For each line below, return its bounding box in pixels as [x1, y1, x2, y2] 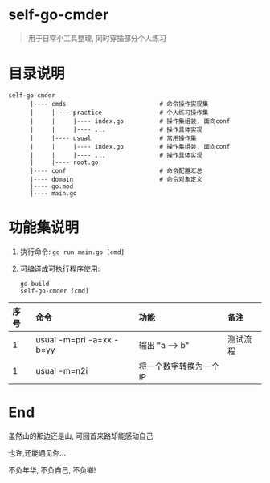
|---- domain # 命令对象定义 [29, 175, 203, 183]
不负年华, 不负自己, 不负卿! [8, 465, 96, 475]
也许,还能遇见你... [8, 448, 67, 457]
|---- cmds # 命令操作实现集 [29, 100, 209, 108]
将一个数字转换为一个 [138, 360, 219, 371]
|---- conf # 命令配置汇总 [29, 166, 203, 174]
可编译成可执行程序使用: [19, 264, 100, 273]
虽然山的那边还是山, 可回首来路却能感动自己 [8, 431, 153, 440]
